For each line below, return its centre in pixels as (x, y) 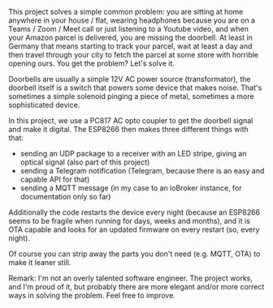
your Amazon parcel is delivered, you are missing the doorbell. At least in (131, 37)
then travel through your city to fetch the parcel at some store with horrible (133, 55)
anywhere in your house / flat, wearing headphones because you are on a (132, 20)
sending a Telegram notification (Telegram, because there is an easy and (142, 171)
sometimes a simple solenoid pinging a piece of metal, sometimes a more (131, 96)
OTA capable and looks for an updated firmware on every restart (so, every (134, 229)
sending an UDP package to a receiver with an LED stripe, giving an (133, 154)
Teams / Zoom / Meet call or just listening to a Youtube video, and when (129, 29)
